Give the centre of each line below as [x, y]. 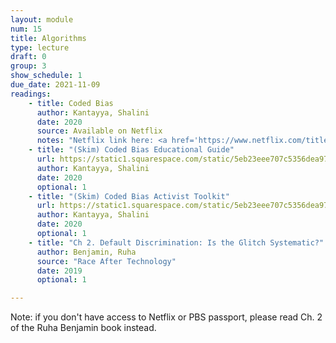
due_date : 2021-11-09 [55, 85]
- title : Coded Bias [71, 103]
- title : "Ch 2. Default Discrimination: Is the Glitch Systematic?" [176, 242]
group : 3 [28, 66]
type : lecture [40, 47]
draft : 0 [28, 57]
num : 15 [26, 29]
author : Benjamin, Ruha [86, 252]
